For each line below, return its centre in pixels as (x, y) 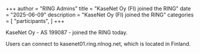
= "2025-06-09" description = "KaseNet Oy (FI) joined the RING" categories (100, 15)
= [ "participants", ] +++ (35, 21)
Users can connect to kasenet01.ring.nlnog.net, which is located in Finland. (98, 44)
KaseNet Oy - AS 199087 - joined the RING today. (67, 32)
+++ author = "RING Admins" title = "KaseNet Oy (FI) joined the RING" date (98, 9)
